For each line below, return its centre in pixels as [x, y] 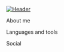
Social [14, 43]
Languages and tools [32, 32]
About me [18, 20]
